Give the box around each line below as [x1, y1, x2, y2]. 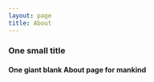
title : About [8, 19, 52, 27]
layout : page [8, 11, 52, 20]
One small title [8, 45, 66, 57]
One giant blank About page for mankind [8, 65, 147, 75]
